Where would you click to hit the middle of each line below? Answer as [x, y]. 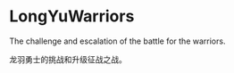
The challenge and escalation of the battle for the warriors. [117, 41]
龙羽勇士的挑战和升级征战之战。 [68, 59]
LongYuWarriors [72, 16]
